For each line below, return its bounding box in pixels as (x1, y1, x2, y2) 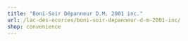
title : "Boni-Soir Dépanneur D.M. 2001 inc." (7, 10, 143, 17)
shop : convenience (7, 23, 61, 30)
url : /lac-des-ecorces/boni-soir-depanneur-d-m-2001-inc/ (7, 17, 181, 24)
